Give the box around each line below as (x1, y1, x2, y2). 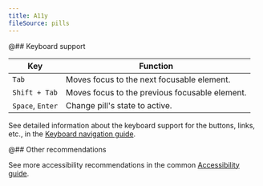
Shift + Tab (12, 87, 59, 97)
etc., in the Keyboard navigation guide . (8, 129, 136, 139)
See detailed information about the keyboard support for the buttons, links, (8, 120, 255, 130)
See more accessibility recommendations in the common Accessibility (8, 160, 241, 169)
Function (139, 60, 174, 71)
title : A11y (8, 11, 48, 20)
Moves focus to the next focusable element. (65, 74, 231, 85)
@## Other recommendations (8, 144, 107, 154)
